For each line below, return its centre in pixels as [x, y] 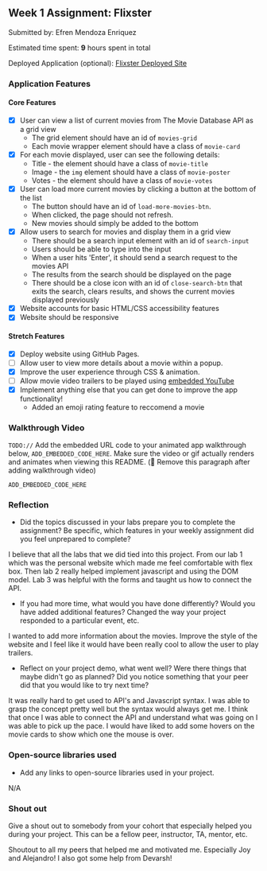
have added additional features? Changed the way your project [123, 612]
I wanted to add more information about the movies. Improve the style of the [133, 636]
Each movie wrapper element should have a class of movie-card [136, 146]
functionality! [41, 399]
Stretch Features [37, 336]
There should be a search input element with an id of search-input [140, 241]
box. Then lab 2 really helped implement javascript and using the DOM [124, 571]
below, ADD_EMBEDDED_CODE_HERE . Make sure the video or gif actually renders [132, 453]
